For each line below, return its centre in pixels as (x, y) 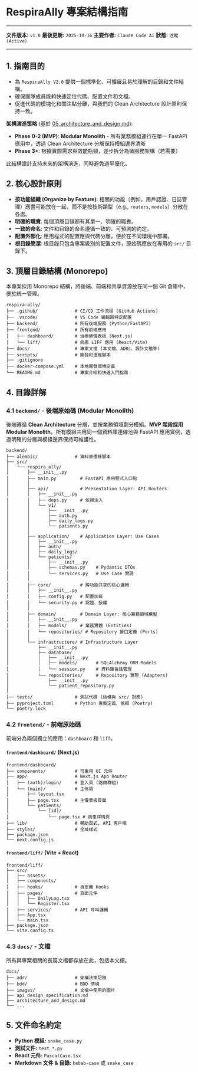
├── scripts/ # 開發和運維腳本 (58, 355)
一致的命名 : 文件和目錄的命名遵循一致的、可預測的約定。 (83, 228)
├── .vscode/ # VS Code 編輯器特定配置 (69, 317)
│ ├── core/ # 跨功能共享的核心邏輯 (68, 585)
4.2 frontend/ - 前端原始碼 (44, 724)
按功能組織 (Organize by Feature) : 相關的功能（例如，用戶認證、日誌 (98, 199)
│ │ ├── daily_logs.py (50, 521)
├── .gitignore (25, 360)
